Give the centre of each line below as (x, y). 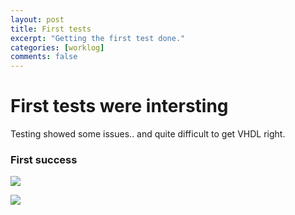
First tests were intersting (119, 106)
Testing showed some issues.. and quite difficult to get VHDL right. (148, 134)
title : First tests (51, 29)
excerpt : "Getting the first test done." (98, 38)
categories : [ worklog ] (57, 47)
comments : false (44, 57)
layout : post (37, 19)
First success (44, 159)
